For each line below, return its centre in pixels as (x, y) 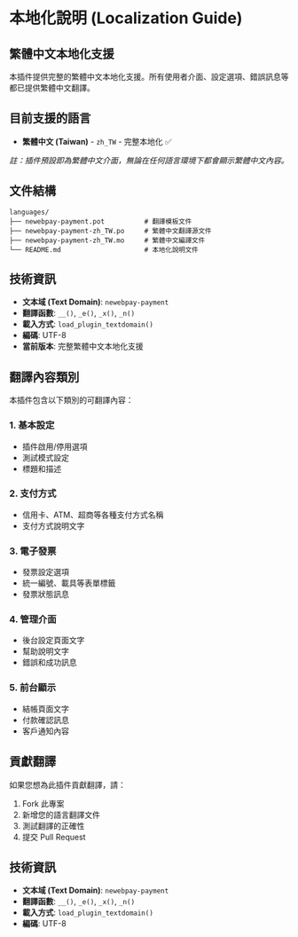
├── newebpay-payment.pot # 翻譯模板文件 (101, 221)
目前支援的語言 (50, 118)
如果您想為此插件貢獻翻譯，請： (67, 784)
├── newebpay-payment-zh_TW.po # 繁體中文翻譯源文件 (110, 231)
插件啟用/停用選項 (55, 446)
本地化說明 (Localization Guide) (126, 18)
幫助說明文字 (45, 651)
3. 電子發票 (33, 551)
